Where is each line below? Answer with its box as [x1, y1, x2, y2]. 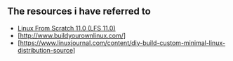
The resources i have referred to [7, 6, 151, 17]
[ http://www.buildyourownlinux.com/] [17, 31, 126, 40]
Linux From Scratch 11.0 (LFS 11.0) [17, 24, 116, 32]
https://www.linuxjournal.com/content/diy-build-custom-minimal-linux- [20, 38, 226, 47]
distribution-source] [17, 46, 76, 54]
